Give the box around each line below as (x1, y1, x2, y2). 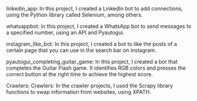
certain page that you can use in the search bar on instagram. (6, 47, 157, 54)
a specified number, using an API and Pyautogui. (6, 29, 125, 36)
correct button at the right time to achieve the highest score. (6, 71, 153, 77)
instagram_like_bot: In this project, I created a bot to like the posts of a (6, 41, 177, 47)
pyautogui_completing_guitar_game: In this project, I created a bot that (6, 58, 178, 65)
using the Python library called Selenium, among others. (6, 11, 143, 18)
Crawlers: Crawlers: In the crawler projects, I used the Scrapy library (6, 82, 173, 89)
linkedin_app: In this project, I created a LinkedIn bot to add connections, (6, 5, 183, 12)
